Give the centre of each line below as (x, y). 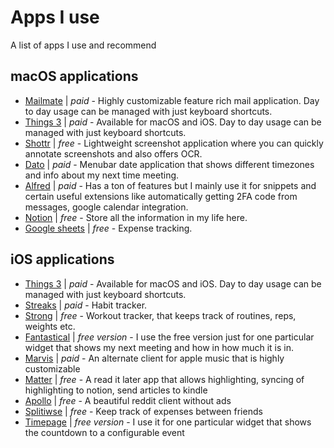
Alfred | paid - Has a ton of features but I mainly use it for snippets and (170, 185)
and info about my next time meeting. (102, 175)
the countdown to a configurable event (104, 432)
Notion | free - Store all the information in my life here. (136, 217)
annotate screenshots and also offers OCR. (113, 153)
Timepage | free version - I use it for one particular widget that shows (168, 422)
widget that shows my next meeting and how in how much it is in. (159, 347)
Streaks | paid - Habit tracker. (86, 305)
